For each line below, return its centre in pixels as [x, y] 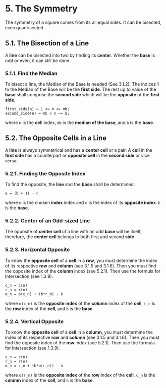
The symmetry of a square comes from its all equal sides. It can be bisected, [83, 22]
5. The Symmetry [41, 9]
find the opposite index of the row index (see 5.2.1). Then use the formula [80, 343]
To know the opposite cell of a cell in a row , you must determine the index [81, 260]
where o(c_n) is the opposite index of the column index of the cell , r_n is [80, 303]
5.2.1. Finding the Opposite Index [45, 173]
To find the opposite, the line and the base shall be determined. [70, 185]
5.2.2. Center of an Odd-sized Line [48, 221]
